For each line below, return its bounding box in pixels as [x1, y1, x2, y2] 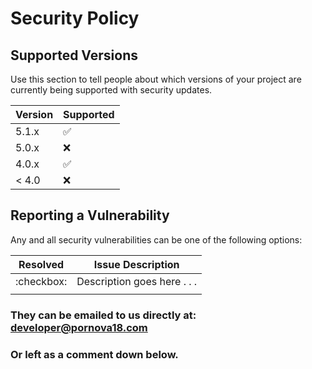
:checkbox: [15, 274, 68, 288]
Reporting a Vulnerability [10, 207, 170, 224]
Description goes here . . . [76, 274, 198, 288]
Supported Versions [10, 47, 138, 64]
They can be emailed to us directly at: [10, 308, 197, 322]
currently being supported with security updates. [10, 84, 213, 96]
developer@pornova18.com [10, 320, 148, 334]
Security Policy [10, 7, 140, 30]
